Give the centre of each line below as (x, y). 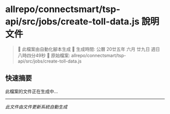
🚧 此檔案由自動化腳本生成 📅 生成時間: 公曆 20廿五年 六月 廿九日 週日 (89, 49)
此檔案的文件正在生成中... (32, 91)
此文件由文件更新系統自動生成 (36, 106)
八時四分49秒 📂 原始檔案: (44, 55)
